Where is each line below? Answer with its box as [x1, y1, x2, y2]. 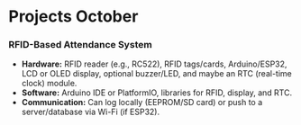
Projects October [8, 6, 139, 27]
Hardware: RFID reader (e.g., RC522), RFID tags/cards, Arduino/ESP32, [21, 58, 287, 69]
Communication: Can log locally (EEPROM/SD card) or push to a [21, 97, 263, 108]
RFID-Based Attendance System [8, 39, 152, 51]
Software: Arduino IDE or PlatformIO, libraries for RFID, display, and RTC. [21, 87, 293, 98]
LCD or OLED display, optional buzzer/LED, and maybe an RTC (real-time [21, 68, 292, 79]
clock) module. [21, 78, 78, 89]
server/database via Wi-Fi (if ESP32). [21, 106, 160, 118]
